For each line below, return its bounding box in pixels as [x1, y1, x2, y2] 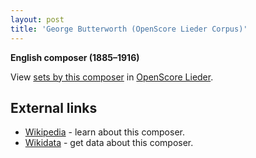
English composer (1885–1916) [10, 51, 140, 63]
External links [10, 99, 98, 116]
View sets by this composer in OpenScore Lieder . [10, 71, 214, 83]
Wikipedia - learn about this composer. [24, 126, 185, 138]
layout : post [10, 14, 65, 25]
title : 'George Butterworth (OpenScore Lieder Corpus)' [10, 24, 248, 34]
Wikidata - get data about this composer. [24, 137, 194, 149]
